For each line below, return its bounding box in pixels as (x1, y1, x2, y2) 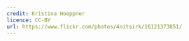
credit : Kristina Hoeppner (6, 10, 85, 17)
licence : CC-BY (6, 17, 51, 24)
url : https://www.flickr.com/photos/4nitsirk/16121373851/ (6, 23, 183, 30)
